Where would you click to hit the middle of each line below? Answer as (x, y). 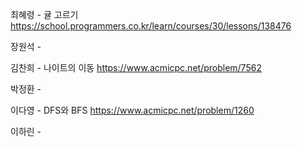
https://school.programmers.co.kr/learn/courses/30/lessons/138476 (151, 26)
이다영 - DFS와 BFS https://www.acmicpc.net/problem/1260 (132, 110)
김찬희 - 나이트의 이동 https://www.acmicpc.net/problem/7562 (136, 67)
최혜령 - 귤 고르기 (44, 14)
